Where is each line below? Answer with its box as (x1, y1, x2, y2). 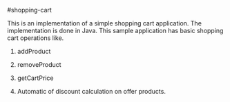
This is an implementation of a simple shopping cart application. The (7, 19, 202, 27)
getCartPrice (17, 74, 54, 82)
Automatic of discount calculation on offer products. (17, 88, 166, 95)
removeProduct (17, 61, 61, 68)
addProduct (17, 48, 51, 55)
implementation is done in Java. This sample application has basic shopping (7, 27, 224, 34)
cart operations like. (7, 34, 64, 42)
